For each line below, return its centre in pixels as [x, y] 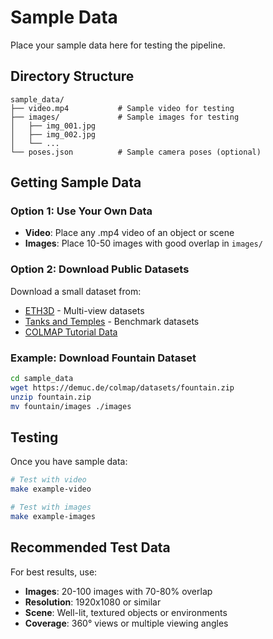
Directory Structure [72, 76]
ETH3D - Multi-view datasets [84, 310]
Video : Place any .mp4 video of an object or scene [129, 233]
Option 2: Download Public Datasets [100, 269]
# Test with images [51, 507]
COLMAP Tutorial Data [71, 332]
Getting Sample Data [76, 182]
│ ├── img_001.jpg [53, 126]
